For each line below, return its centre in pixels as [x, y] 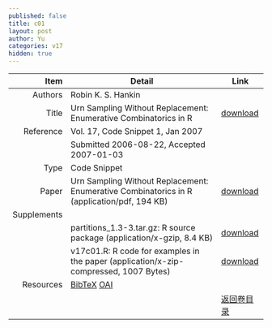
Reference [43, 131]
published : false [38, 16]
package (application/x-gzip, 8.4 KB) [141, 238]
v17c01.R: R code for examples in [135, 251]
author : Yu [27, 39]
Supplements [38, 214]
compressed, [95, 271]
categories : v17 [36, 46]
